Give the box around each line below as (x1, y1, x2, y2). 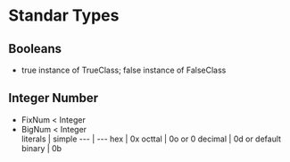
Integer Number (8, 90, 99, 106)
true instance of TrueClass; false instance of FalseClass (21, 64, 227, 75)
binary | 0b (21, 142, 62, 153)
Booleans (8, 41, 62, 56)
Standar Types (8, 5, 120, 26)
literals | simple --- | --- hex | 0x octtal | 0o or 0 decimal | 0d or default (21, 133, 282, 144)
